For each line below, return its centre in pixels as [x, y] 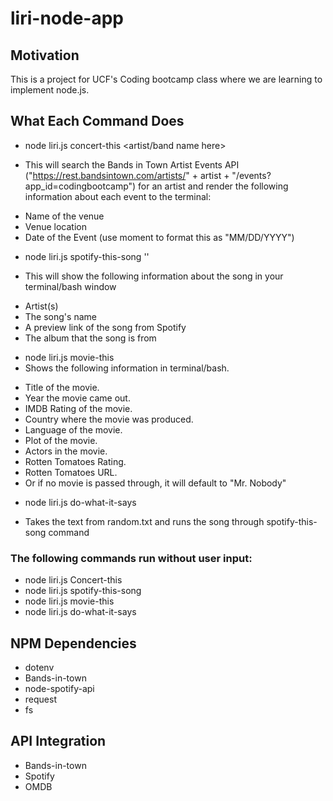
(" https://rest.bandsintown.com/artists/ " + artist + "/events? [148, 175]
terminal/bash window [70, 286]
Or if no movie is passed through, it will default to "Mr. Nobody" [155, 483]
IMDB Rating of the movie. [78, 408]
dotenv [39, 667]
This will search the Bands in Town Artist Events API [132, 164]
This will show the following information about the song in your [154, 276]
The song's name [60, 316]
